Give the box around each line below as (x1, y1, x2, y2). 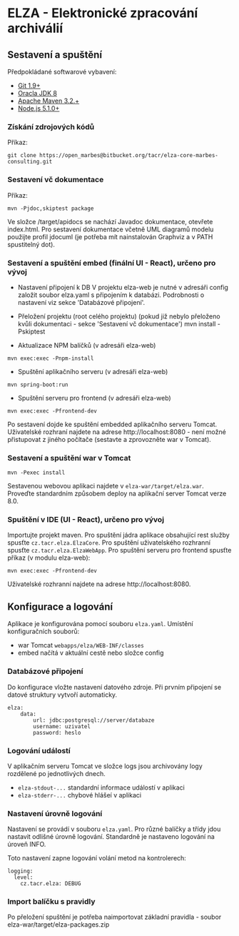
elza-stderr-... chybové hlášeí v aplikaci (17, 790, 141, 799)
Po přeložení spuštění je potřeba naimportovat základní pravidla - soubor (7, 912, 222, 922)
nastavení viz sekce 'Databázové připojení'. (17, 298, 146, 306)
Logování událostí (7, 745, 71, 755)
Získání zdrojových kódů (7, 121, 95, 131)
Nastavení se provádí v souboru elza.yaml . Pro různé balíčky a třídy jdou (7, 825, 221, 833)
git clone (7, 152, 37, 159)
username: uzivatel (33, 723, 91, 730)
